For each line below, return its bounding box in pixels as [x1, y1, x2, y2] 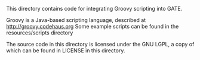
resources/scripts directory [6, 29, 73, 36]
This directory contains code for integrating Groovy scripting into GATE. [6, 5, 183, 12]
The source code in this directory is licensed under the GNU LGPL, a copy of [6, 41, 195, 48]
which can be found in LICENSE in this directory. [6, 47, 125, 54]
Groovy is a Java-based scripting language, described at [6, 17, 146, 23]
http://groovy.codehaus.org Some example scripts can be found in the [6, 23, 179, 30]
